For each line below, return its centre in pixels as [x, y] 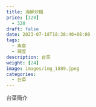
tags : [13, 40]
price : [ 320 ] [23, 18]
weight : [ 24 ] [23, 63]
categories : [21, 74]
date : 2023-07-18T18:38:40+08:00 [48, 35]
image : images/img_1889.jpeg [43, 68]
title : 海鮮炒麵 [25, 12]
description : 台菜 [28, 57]
